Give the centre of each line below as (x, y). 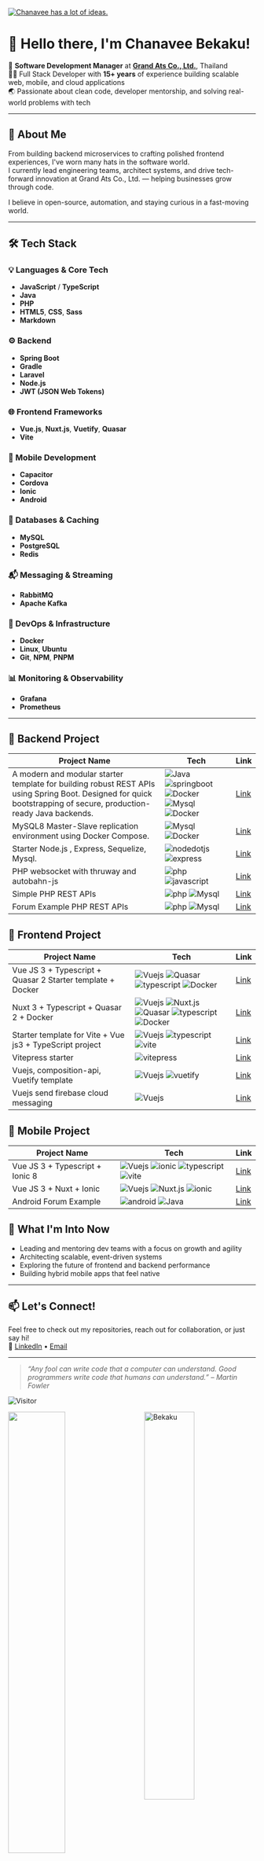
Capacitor (36, 475)
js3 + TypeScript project (57, 1045)
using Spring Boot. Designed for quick (82, 794)
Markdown (38, 320)
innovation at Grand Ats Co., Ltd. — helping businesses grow (133, 178)
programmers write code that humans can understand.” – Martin (132, 1377)
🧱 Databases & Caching (54, 520)
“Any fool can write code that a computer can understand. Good (132, 1369)
